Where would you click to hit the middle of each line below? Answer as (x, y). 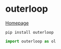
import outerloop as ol (31, 41)
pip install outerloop (29, 32)
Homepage (17, 23)
